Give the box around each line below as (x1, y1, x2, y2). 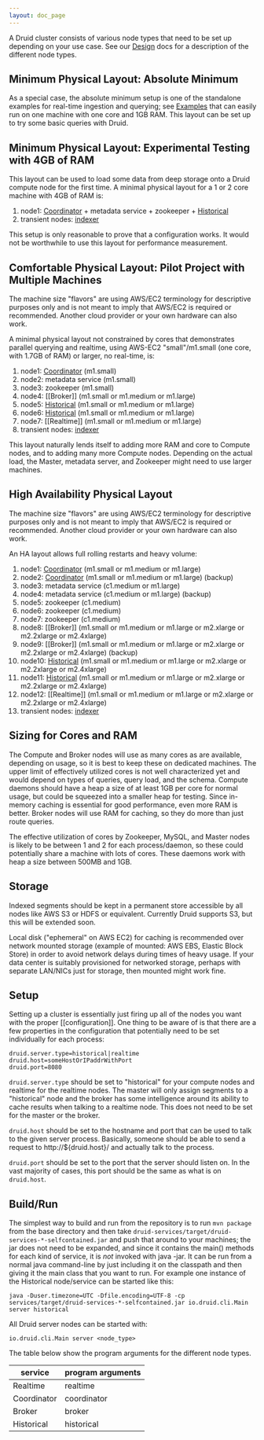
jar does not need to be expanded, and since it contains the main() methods (9, 1243, 255, 1253)
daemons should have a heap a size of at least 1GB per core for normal (9, 783, 238, 792)
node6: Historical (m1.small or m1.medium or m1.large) (20, 408, 195, 417)
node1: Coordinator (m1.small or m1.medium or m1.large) (20, 564, 201, 574)
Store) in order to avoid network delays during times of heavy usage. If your (9, 949, 255, 959)
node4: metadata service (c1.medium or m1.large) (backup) (20, 589, 211, 598)
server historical (9, 1306, 69, 1313)
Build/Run (9, 1197, 58, 1210)
